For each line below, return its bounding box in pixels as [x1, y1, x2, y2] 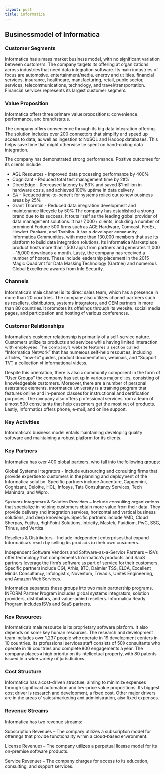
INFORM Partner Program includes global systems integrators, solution [5, 590, 149, 596]
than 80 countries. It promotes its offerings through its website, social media [5, 305, 161, 311]
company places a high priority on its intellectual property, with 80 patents [5, 650, 157, 657]
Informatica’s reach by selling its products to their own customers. [5, 540, 140, 545]
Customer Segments [5, 45, 56, 52]
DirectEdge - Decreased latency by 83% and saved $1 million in [12, 182, 142, 188]
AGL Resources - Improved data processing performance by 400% [12, 171, 149, 177]
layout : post [5, 7, 32, 12]
